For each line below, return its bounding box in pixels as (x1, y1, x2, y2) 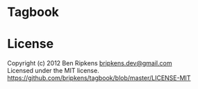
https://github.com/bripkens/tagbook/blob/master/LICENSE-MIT (7, 74, 191, 82)
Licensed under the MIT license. (7, 67, 99, 75)
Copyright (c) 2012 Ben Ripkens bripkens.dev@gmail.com (7, 59, 172, 67)
